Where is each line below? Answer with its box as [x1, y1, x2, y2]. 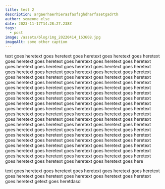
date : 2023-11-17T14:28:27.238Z [5, 21, 72, 26]
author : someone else [5, 16, 50, 21]
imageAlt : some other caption [5, 40, 68, 45]
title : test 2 [5, 7, 35, 12]
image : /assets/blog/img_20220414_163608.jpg [5, 35, 101, 40]
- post [9, 30, 23, 35]
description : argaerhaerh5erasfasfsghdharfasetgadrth [5, 12, 119, 17]
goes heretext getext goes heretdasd [5, 178, 81, 184]
